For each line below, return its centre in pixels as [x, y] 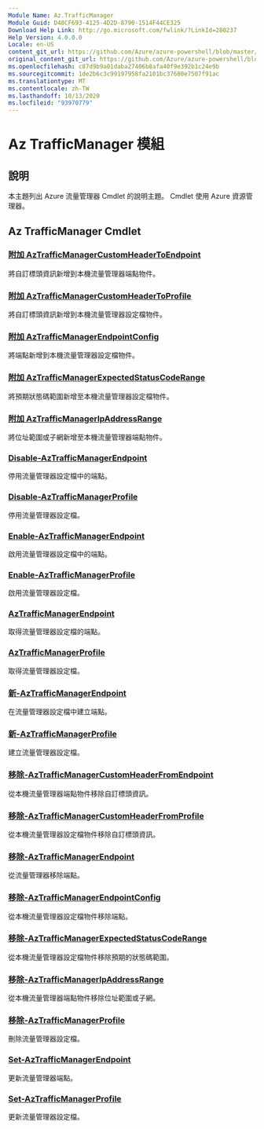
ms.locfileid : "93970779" [50, 103]
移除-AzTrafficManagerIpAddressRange [86, 979]
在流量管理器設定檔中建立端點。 [60, 712]
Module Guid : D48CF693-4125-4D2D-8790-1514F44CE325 [94, 23]
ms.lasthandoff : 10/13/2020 [54, 96]
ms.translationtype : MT [47, 81]
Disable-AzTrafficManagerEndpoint [78, 458]
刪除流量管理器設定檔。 [46, 1039]
